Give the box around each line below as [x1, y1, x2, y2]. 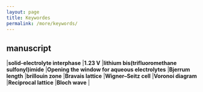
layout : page [6, 9, 40, 15]
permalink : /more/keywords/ [6, 20, 78, 26]
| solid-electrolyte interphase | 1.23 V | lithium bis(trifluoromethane [6, 59, 177, 67]
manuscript [6, 43, 51, 53]
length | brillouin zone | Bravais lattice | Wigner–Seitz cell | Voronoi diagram [6, 72, 197, 80]
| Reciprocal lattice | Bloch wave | [6, 79, 90, 86]
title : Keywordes [6, 15, 51, 21]
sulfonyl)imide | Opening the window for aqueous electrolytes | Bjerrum [6, 66, 191, 74]
